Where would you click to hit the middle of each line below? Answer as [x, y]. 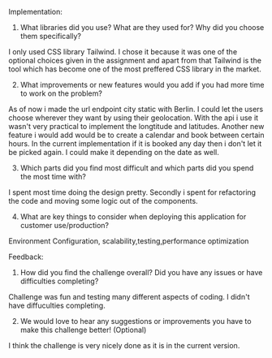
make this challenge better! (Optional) [83, 330]
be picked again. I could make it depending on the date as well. [114, 152]
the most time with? [53, 177]
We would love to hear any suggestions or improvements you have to [136, 321]
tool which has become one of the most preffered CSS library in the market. [135, 69]
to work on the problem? [61, 93]
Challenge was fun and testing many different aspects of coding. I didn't [129, 297]
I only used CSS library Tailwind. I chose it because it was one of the [123, 52]
